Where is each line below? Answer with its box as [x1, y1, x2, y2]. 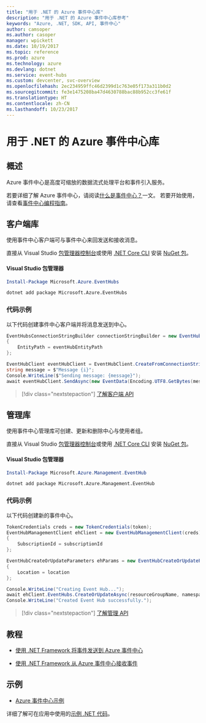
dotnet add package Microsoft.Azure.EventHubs [6, 290, 128, 296]
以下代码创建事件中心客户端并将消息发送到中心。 [6, 320, 130, 328]
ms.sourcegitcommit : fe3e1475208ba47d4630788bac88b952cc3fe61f [6, 89, 172, 95]
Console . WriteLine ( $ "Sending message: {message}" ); [6, 373, 141, 379]
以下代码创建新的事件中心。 [6, 512, 77, 519]
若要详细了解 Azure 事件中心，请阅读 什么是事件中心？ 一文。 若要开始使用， [6, 191, 198, 199]
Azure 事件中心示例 [15, 697, 64, 704]
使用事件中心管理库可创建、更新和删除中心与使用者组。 [6, 427, 146, 435]
